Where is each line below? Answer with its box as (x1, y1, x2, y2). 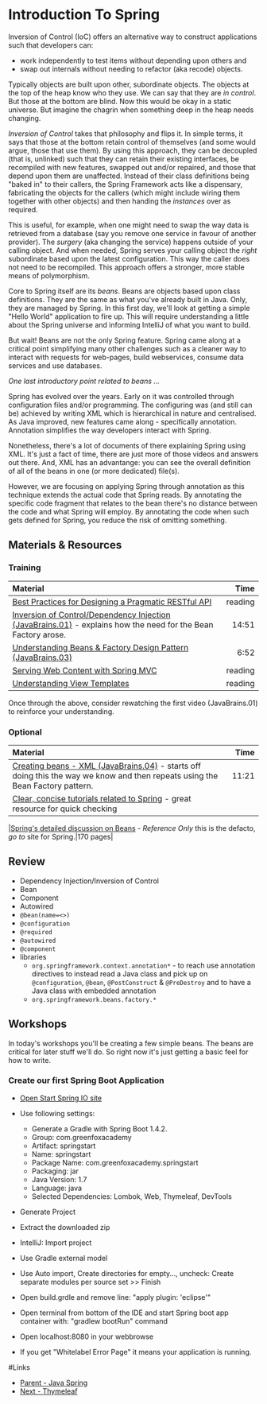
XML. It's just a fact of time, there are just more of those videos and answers (8, 449, 259, 459)
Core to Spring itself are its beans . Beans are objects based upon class (8, 286, 241, 296)
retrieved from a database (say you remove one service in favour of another (8, 228, 257, 238)
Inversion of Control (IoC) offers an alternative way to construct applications (8, 32, 257, 41)
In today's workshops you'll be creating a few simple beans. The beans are (8, 1038, 254, 1048)
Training (8, 562, 41, 573)
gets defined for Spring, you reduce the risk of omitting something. (8, 515, 227, 525)
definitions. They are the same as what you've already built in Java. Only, (8, 294, 248, 304)
